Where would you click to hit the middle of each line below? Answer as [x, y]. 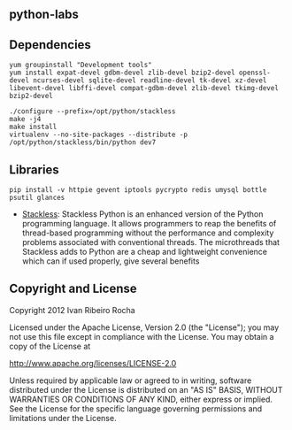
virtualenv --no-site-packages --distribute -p [99, 135]
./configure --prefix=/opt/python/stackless [92, 111]
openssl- [255, 73]
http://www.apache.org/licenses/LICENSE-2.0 [93, 363]
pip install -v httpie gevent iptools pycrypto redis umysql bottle [138, 190]
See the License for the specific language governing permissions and [136, 408]
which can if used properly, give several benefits [111, 261]
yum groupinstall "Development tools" [81, 65]
